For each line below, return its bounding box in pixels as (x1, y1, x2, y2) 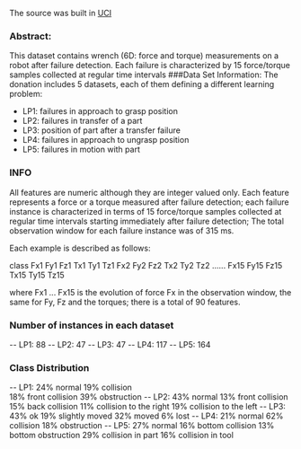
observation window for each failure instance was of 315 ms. (9, 224, 235, 236)
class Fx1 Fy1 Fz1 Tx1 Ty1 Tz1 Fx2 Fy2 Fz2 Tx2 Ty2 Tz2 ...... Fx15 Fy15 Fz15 (9, 260, 283, 270)
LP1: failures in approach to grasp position (22, 106, 178, 117)
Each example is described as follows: (9, 242, 151, 253)
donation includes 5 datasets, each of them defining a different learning (9, 79, 275, 90)
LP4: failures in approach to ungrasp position (22, 135, 190, 145)
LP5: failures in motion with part (22, 144, 141, 155)
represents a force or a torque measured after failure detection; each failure (9, 197, 289, 207)
